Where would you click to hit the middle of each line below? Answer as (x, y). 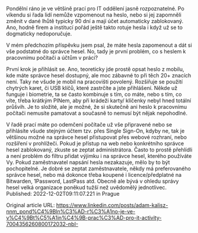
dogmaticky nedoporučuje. (39, 34)
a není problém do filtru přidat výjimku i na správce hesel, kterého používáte (99, 156)
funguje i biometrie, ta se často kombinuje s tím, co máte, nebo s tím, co (94, 94)
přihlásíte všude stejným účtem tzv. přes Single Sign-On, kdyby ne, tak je (95, 131)
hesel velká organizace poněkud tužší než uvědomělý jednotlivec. (87, 187)
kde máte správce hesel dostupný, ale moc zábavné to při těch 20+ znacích (99, 75)
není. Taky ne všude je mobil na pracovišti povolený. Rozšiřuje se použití (94, 82)
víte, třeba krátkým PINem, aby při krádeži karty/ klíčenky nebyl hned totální (99, 101)
